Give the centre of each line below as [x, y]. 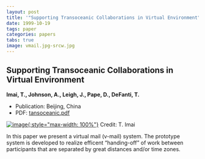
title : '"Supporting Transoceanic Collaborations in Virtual [86, 18]
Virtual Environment [45, 80]
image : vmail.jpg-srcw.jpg [41, 46]
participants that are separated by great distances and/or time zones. [94, 149]
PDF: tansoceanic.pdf [42, 112]
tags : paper [21, 29]
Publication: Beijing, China [48, 106]
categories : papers [31, 35]
